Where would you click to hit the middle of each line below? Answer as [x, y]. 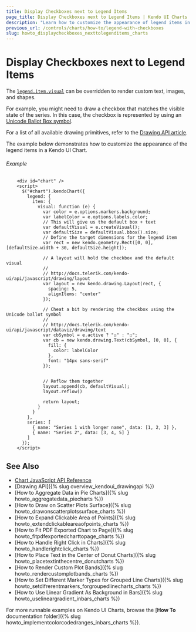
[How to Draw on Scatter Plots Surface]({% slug [72, 505]
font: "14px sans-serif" [78, 361]
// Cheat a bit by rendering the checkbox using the [109, 310]
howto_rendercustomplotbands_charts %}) [66, 574]
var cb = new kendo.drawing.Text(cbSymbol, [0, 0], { [110, 340]
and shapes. [21, 97]
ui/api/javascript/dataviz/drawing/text [56, 330]
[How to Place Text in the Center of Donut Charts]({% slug [85, 555]
